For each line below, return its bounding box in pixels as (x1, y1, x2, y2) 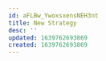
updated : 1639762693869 (8, 33, 88, 42)
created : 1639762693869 (8, 41, 88, 49)
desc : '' (8, 26, 38, 34)
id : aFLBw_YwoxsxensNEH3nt (8, 11, 99, 20)
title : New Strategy (8, 19, 78, 27)
